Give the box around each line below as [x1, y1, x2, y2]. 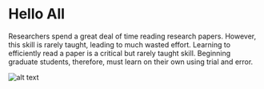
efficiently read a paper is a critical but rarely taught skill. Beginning [8, 48, 231, 58]
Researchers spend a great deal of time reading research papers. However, [8, 31, 257, 41]
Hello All [8, 5, 66, 23]
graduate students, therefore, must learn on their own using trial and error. [8, 57, 254, 67]
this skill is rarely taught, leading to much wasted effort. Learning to [8, 39, 230, 49]
